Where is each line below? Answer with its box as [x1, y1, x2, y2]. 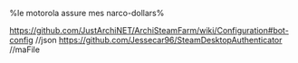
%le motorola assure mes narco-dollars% [9, 8, 165, 18]
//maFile [9, 44, 41, 55]
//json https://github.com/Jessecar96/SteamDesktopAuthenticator [34, 35, 283, 45]
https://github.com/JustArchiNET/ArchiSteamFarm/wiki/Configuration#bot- [9, 25, 290, 35]
